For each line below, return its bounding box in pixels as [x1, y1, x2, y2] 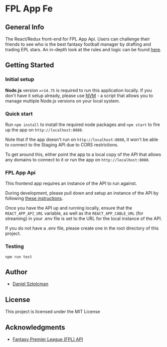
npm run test [5, 254, 32, 259]
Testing [5, 243, 24, 250]
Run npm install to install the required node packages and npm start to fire [5, 121, 161, 127]
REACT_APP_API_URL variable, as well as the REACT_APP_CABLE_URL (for [5, 210, 144, 217]
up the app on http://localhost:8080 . [5, 126, 83, 132]
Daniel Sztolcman [12, 281, 49, 287]
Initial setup [5, 76, 34, 83]
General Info [5, 23, 44, 31]
